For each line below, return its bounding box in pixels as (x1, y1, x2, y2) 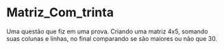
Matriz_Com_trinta (6, 5, 114, 20)
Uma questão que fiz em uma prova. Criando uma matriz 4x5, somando (6, 27, 208, 35)
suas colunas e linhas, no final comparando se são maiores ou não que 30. (6, 34, 217, 42)
